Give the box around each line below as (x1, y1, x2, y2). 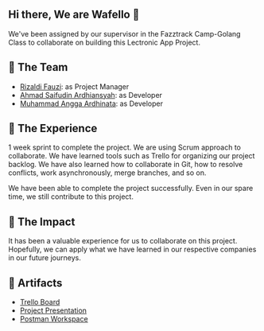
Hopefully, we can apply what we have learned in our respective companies (8, 244, 257, 255)
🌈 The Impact (8, 215, 76, 228)
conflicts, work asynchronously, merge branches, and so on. (8, 168, 207, 177)
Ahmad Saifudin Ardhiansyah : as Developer (19, 90, 163, 99)
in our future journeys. (8, 253, 81, 263)
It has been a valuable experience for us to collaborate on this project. (8, 236, 238, 246)
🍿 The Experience (8, 122, 98, 135)
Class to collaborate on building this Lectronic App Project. (8, 37, 201, 47)
